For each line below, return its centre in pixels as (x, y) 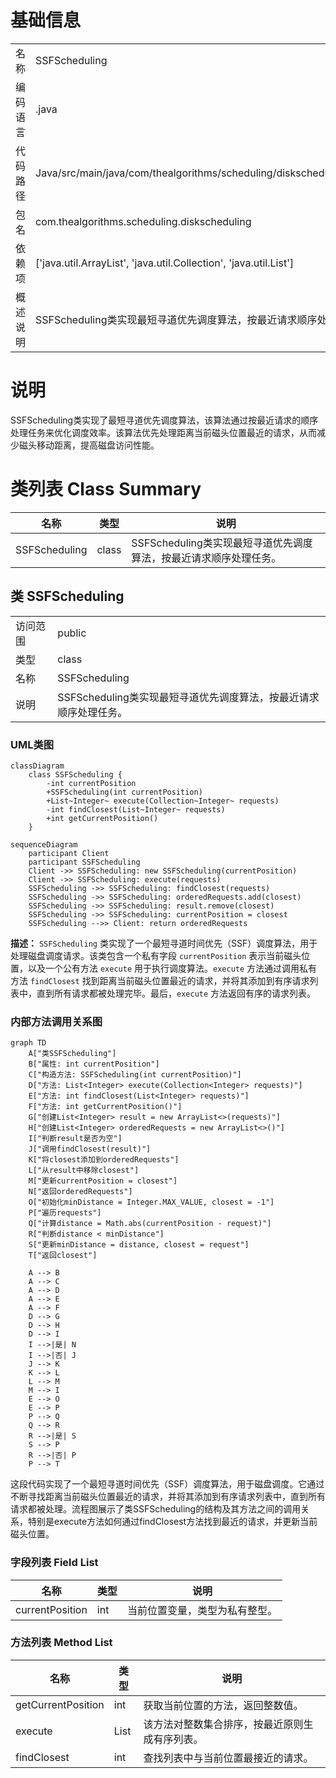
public (72, 633)
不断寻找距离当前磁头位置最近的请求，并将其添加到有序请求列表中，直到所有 (168, 1497)
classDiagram (37, 766)
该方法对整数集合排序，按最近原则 (223, 1724)
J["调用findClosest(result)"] (90, 1149)
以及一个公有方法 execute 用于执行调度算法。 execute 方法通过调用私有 (172, 968)
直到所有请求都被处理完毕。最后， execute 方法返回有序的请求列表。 (176, 993)
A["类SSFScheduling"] (72, 1054)
